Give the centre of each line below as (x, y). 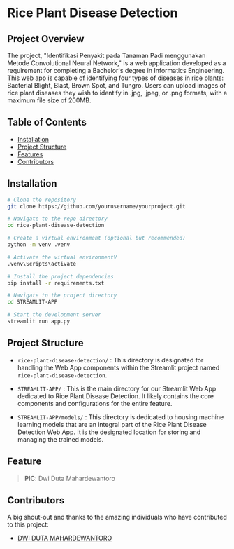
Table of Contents (47, 122)
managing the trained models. (60, 439)
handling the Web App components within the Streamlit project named (118, 367)
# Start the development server (54, 315)
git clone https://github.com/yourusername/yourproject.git (97, 206)
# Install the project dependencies (60, 276)
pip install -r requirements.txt (56, 283)
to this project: (28, 524)
